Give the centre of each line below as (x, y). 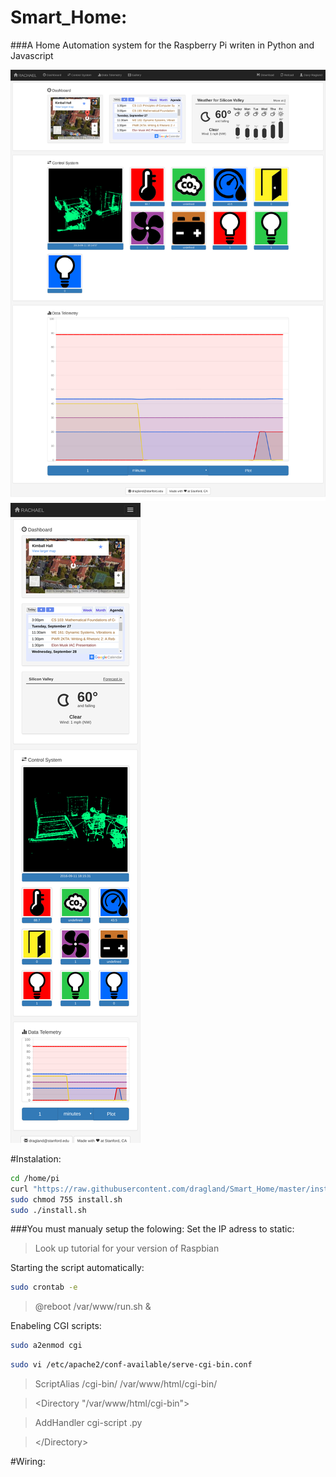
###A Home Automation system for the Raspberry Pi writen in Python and (162, 45)
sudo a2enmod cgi (46, 1346)
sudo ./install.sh (48, 1210)
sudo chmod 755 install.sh (66, 1199)
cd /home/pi (35, 1178)
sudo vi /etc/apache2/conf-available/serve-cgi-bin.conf (131, 1365)
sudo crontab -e (44, 1287)
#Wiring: (28, 1462)
